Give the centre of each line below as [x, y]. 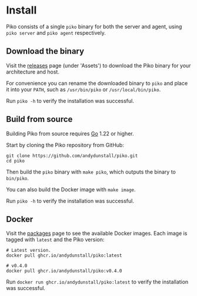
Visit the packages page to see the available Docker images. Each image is [97, 234]
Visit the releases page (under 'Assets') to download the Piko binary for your [98, 65]
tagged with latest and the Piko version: [55, 240]
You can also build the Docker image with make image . [71, 189]
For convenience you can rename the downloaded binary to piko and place [97, 83]
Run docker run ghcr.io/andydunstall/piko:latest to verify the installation [97, 282]
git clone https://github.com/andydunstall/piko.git [72, 156]
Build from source [39, 119]
